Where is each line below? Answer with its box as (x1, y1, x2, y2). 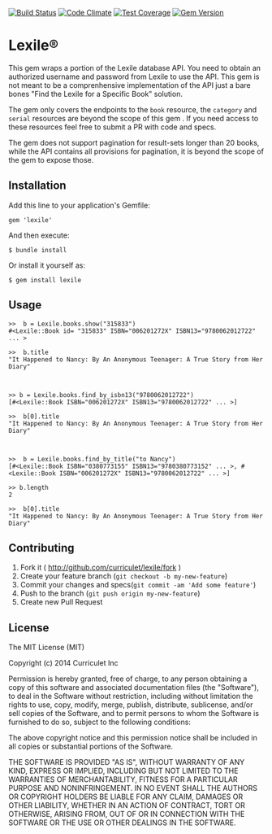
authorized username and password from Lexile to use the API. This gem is (8, 72, 260, 81)
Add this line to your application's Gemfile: (8, 200, 150, 210)
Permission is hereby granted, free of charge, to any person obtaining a (8, 674, 248, 683)
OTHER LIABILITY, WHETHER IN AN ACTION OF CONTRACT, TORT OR (8, 801, 245, 810)
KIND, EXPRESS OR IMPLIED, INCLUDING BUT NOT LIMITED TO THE (8, 766, 239, 776)
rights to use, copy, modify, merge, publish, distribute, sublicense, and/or (8, 700, 253, 710)
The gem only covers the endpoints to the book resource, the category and (8, 104, 257, 114)
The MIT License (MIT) (8, 643, 85, 653)
